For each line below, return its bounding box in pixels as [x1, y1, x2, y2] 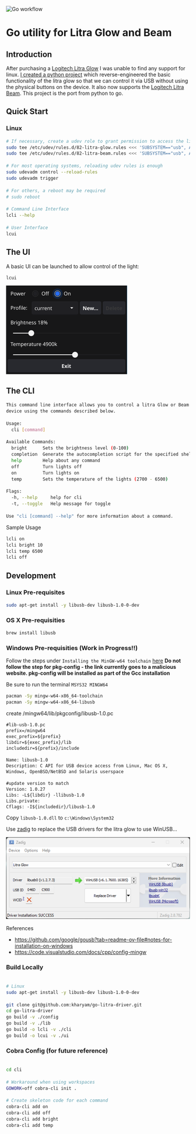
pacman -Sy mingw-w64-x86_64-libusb [6, 699, 95, 705]
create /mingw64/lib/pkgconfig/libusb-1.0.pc [6, 710, 114, 717]
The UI [6, 247, 30, 257]
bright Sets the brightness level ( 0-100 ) [11, 445, 129, 451]
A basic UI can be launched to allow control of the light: [6, 262, 139, 269]
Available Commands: [6, 439, 57, 445]
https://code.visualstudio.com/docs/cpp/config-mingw [14, 948, 147, 955]
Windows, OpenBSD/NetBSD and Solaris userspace [6, 769, 124, 775]
